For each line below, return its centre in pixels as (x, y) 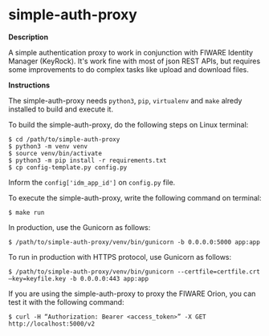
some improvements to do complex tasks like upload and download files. (128, 69)
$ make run (26, 213)
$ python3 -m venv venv (48, 146)
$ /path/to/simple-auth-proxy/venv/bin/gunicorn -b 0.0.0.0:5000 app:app (134, 242)
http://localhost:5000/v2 (51, 324)
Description (29, 37)
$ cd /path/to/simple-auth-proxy (64, 139)
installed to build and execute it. (61, 109)
